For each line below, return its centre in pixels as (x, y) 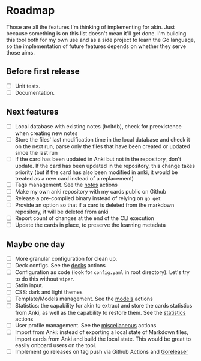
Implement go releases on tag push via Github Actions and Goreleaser (102, 351)
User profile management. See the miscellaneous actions (85, 325)
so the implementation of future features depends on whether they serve (96, 46)
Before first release (43, 72)
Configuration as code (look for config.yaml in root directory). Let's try (102, 272)
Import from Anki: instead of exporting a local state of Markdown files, (102, 332)
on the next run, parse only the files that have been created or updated (102, 146)
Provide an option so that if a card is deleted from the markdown (94, 205)
